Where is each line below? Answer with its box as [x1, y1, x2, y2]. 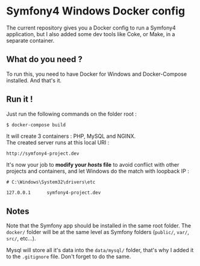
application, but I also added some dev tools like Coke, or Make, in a [6, 30, 175, 37]
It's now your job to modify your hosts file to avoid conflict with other [6, 161, 180, 169]
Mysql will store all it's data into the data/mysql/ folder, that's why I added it [6, 247, 194, 254]
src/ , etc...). [6, 235, 36, 242]
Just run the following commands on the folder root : [6, 110, 137, 117]
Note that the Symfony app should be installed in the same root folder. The [6, 222, 192, 229]
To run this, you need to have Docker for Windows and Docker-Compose [6, 70, 187, 78]
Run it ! [6, 94, 33, 105]
